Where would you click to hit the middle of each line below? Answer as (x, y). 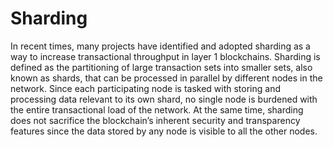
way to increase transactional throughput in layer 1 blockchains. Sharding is (165, 56)
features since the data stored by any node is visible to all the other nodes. (164, 131)
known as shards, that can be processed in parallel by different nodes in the (166, 78)
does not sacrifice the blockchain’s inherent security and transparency (155, 120)
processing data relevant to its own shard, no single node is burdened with (164, 99)
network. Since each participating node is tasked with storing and (145, 88)
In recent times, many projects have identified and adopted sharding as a (160, 46)
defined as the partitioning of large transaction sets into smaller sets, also (161, 67)
